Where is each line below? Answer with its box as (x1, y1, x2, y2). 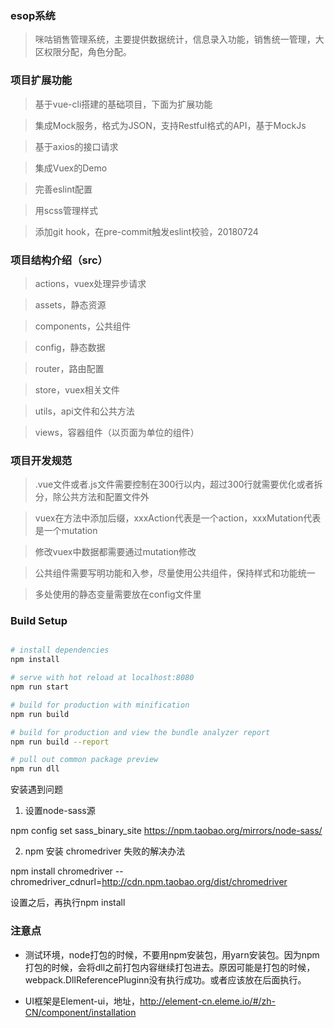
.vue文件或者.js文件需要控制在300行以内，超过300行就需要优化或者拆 (34, 478, 323, 491)
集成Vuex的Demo (34, 162, 108, 174)
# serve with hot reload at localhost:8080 (10, 673, 195, 683)
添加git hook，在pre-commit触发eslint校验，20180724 (34, 225, 259, 237)
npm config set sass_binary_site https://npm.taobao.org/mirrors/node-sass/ (10, 825, 323, 837)
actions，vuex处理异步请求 (34, 277, 147, 289)
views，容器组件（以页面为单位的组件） (34, 426, 200, 438)
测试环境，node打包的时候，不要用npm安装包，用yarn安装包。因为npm (24, 948, 320, 961)
